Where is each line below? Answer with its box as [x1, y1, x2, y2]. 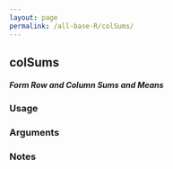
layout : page [9, 13, 58, 22]
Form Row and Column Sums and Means [9, 80, 164, 91]
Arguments [9, 127, 60, 139]
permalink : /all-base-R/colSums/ [9, 22, 134, 31]
